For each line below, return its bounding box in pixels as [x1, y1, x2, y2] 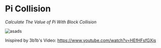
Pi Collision [5, 3, 51, 14]
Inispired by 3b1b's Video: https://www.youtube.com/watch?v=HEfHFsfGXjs [5, 37, 156, 43]
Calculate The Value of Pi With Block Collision [5, 19, 97, 25]
